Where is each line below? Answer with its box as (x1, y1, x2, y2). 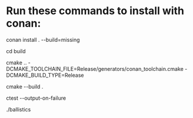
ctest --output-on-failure (6, 94, 66, 101)
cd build (6, 47, 26, 54)
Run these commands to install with (6, 4, 184, 18)
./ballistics (6, 106, 31, 113)
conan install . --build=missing (6, 36, 81, 43)
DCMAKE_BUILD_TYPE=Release (6, 71, 84, 78)
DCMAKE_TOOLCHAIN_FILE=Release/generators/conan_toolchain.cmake (6, 65, 184, 72)
